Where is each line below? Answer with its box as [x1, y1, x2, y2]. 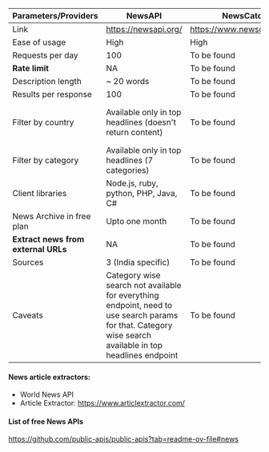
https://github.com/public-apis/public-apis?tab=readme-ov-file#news [8, 434, 239, 444]
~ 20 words [106, 76, 150, 86]
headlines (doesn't [106, 117, 177, 127]
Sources [12, 257, 44, 267]
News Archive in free [12, 211, 91, 222]
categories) [106, 165, 150, 175]
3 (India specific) [106, 257, 171, 267]
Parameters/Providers [12, 10, 98, 21]
